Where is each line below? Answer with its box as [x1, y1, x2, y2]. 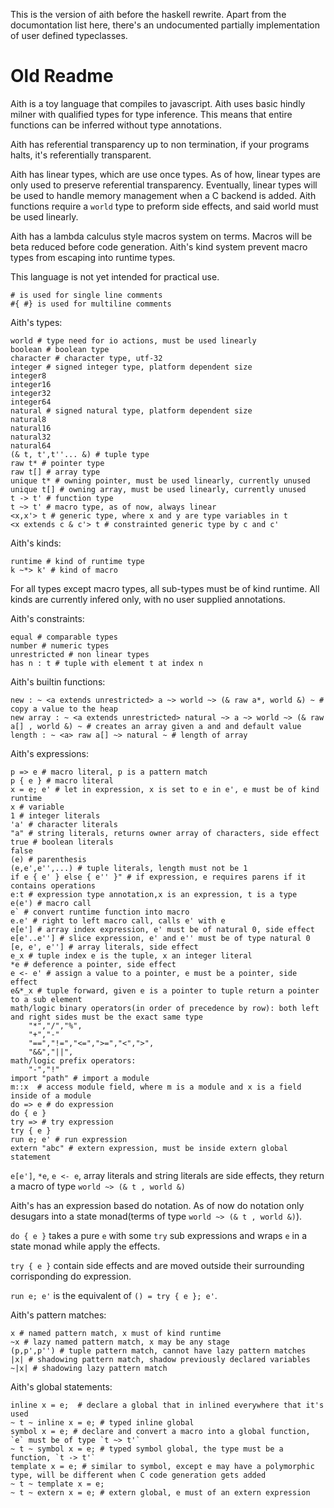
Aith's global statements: [10, 1380, 113, 1393]
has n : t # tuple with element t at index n [10, 658, 203, 668]
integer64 [10, 397, 52, 407]
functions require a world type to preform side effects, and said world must [10, 200, 319, 212]
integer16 [10, 379, 52, 389]
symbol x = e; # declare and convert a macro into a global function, [10, 1426, 311, 1436]
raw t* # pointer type [10, 458, 105, 468]
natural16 [10, 423, 52, 433]
